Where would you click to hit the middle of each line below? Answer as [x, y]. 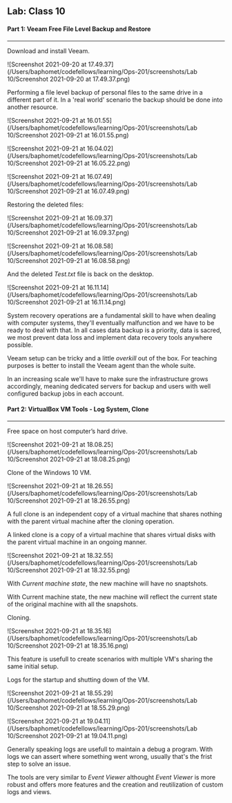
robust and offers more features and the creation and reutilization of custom [115, 784]
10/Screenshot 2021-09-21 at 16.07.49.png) [68, 191]
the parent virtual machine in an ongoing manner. [77, 542]
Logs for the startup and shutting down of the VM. [78, 679]
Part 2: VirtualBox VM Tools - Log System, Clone [78, 409]
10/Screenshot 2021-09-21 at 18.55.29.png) [69, 708]
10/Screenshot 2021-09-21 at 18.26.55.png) [69, 501]
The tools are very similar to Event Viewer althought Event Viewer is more [112, 777]
